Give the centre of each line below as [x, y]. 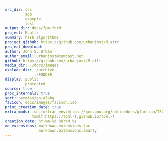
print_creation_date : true [33, 107]
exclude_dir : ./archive [30, 70]
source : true [19, 89]
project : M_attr [22, 33]
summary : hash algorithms [32, 38]
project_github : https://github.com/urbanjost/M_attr [62, 42]
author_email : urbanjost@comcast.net [44, 56]
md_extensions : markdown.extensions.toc [48, 126]
